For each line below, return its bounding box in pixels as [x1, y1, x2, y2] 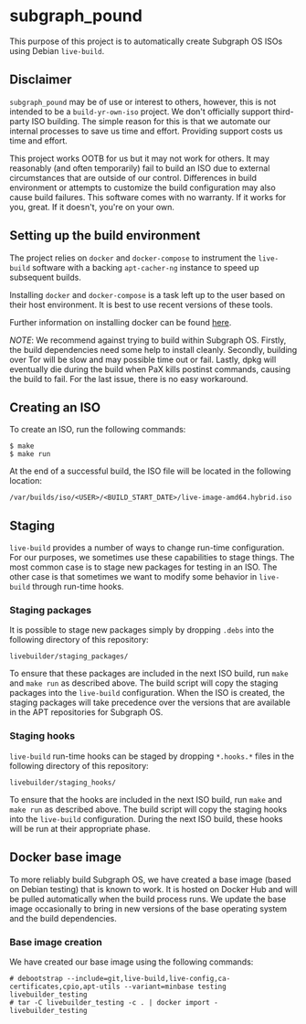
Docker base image [9, 849, 121, 865]
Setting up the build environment [9, 228, 201, 243]
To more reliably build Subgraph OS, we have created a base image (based [9, 874, 291, 885]
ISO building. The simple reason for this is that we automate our [31, 115, 271, 126]
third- [272, 106, 294, 117]
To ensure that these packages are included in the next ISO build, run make [9, 668, 290, 679]
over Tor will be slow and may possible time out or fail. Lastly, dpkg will [9, 354, 277, 365]
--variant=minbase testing [123, 982, 227, 991]
